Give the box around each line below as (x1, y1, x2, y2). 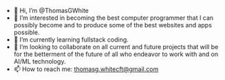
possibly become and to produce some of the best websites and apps (13, 21, 212, 29)
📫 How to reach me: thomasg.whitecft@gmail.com (13, 65, 159, 73)
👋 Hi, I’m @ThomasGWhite (13, 7, 89, 14)
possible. (13, 28, 40, 36)
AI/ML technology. (13, 57, 66, 65)
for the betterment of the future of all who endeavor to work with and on (13, 50, 219, 58)
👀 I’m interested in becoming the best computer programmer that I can (13, 14, 214, 22)
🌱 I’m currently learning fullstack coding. (13, 36, 129, 44)
